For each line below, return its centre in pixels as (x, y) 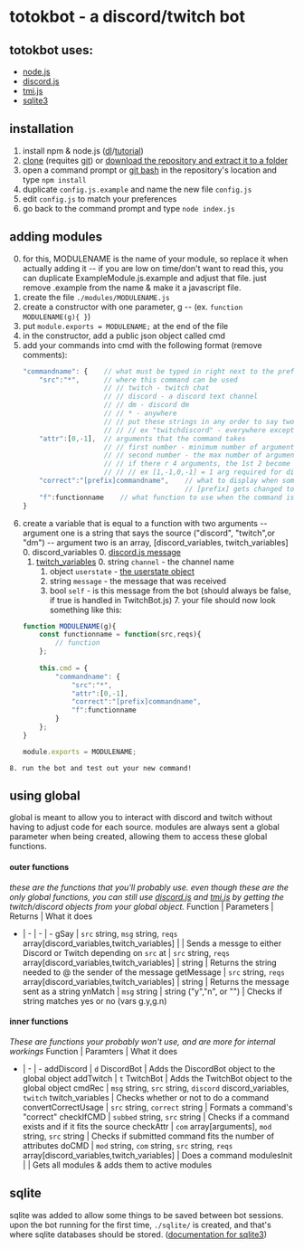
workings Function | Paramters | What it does (94, 1051)
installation (42, 129)
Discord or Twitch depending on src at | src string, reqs (126, 952)
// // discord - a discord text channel (181, 397)
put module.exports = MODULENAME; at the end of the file (125, 326)
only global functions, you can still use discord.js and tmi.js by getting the (147, 896)
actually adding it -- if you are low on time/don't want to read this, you (153, 268)
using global (45, 796)
